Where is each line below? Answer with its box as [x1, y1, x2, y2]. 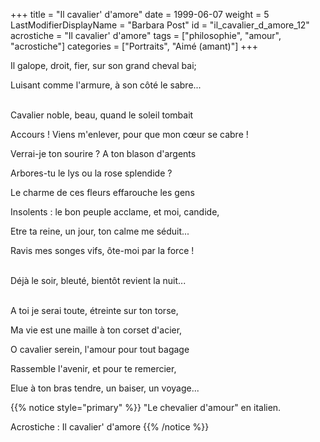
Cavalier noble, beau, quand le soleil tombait [10, 109, 194, 121]
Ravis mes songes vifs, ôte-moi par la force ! [10, 245, 195, 256]
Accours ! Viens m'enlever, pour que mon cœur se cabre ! [10, 129, 249, 140]
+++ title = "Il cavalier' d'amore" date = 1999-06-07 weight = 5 [10, 9, 270, 20]
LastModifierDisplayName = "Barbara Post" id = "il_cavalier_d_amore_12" [10, 19, 310, 31]
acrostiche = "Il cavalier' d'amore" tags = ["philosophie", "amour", [10, 30, 282, 41]
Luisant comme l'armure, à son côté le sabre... [10, 79, 202, 91]
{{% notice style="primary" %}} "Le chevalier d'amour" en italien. [10, 402, 282, 413]
